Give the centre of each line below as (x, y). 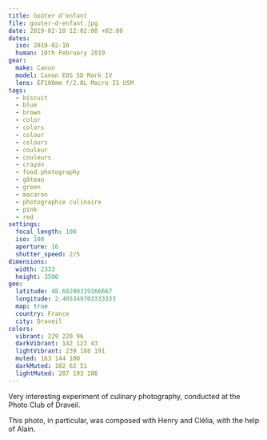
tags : (17, 90)
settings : (25, 224)
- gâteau (30, 180)
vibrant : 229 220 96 (50, 336)
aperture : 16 (37, 247)
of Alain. (22, 429)
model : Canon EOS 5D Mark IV (64, 75)
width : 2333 (36, 269)
